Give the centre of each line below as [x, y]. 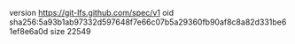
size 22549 [70, 31]
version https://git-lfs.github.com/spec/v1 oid [92, 13]
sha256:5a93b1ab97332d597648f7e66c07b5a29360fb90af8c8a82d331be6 [148, 22]
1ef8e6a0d [29, 31]
